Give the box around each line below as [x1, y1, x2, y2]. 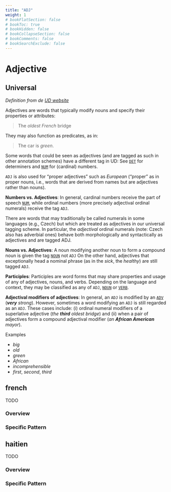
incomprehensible [12, 363, 51, 369]
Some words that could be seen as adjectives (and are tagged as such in [5, 152, 159, 158]
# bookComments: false [5, 37, 54, 42]
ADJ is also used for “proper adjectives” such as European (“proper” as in [5, 173, 160, 179]
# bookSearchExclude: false [5, 41, 66, 46]
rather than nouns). [5, 184, 46, 190]
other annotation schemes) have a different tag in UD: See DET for [5, 158, 143, 164]
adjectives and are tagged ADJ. [5, 237, 72, 243]
